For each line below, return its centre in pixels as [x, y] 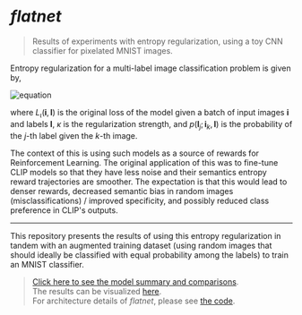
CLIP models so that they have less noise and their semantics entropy [138, 172]
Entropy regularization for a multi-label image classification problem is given [151, 68]
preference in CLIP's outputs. [65, 210]
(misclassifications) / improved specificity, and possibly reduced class [140, 200]
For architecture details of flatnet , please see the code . [134, 301]
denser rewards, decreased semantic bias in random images [122, 191]
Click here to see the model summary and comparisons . [135, 281]
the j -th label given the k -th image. [74, 135]
